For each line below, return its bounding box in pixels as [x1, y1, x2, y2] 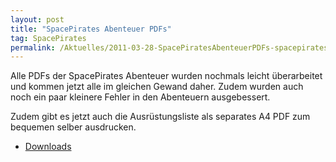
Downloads [24, 141, 72, 153]
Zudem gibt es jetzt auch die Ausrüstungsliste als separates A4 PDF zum [10, 111, 311, 123]
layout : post [10, 14, 65, 25]
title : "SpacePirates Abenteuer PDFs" [10, 24, 172, 34]
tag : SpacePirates [10, 33, 87, 43]
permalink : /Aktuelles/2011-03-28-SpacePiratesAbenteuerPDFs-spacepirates [10, 42, 329, 53]
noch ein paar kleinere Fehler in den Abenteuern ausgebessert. [10, 91, 271, 103]
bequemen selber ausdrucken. [10, 121, 137, 133]
